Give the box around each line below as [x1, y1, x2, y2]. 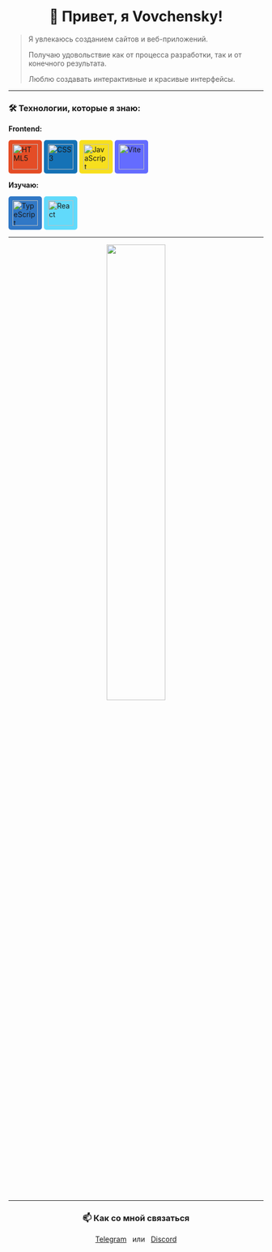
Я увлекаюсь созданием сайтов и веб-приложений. [28, 34, 208, 44]
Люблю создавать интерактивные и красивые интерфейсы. [28, 74, 236, 84]
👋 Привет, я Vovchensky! [49, 7, 223, 26]
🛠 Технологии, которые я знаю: [8, 102, 141, 114]
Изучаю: [8, 180, 39, 190]
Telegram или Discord [95, 1234, 177, 1244]
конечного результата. [28, 58, 107, 68]
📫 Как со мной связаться [82, 1212, 190, 1224]
